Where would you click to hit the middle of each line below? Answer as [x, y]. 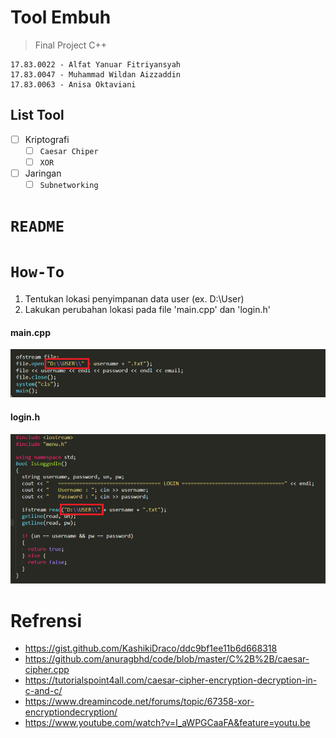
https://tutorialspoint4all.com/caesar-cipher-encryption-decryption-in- [171, 680]
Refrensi [46, 620]
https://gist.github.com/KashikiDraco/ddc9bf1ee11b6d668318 [151, 648]
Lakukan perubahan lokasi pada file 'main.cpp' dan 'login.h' [148, 310]
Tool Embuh [61, 17]
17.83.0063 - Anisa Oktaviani [73, 84]
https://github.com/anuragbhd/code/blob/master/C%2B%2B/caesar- [167, 659]
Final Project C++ [71, 45]
